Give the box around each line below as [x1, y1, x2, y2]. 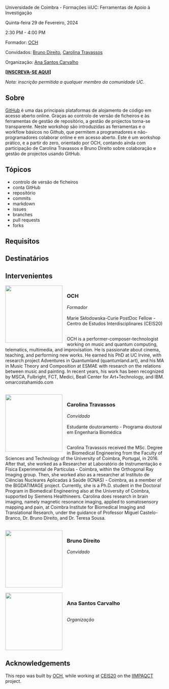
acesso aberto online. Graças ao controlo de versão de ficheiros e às [5, 112, 150, 119]
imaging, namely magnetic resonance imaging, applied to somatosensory [5, 498, 158, 504]
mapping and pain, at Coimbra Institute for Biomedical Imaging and [5, 504, 145, 510]
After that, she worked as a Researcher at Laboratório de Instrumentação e [5, 461, 162, 467]
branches [12, 211, 33, 217]
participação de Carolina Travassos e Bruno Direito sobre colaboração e [5, 145, 156, 151]
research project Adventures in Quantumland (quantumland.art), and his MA [5, 357, 164, 364]
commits [12, 195, 31, 201]
